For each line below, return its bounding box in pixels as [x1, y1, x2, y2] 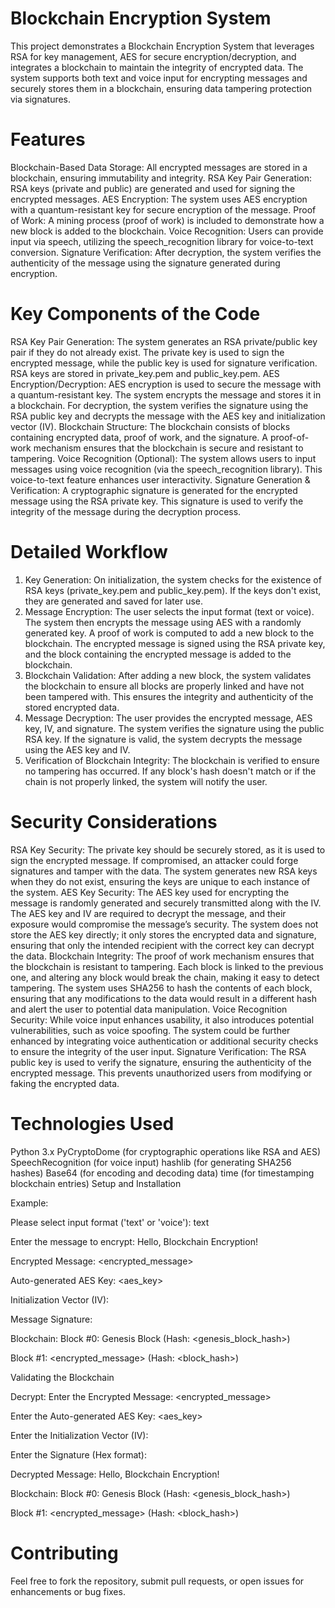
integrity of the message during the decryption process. [10, 505, 242, 517]
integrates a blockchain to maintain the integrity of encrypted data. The [10, 61, 304, 73]
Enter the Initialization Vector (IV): [10, 1429, 149, 1441]
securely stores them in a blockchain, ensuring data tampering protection [10, 82, 313, 94]
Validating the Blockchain [10, 1371, 115, 1383]
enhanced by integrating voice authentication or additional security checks [10, 1035, 319, 1047]
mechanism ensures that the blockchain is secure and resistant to [33, 442, 304, 454]
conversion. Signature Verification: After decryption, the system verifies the [10, 246, 322, 258]
